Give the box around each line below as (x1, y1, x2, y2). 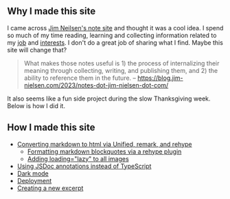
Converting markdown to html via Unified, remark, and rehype (16, 140, 192, 148)
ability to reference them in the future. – (23, 74, 136, 82)
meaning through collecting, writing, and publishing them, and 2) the (23, 66, 218, 74)
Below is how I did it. (7, 101, 65, 109)
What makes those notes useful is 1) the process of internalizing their (23, 59, 220, 67)
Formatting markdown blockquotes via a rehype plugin (27, 147, 182, 156)
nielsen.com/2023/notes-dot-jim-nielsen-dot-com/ (23, 81, 169, 89)
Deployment (16, 176, 52, 185)
